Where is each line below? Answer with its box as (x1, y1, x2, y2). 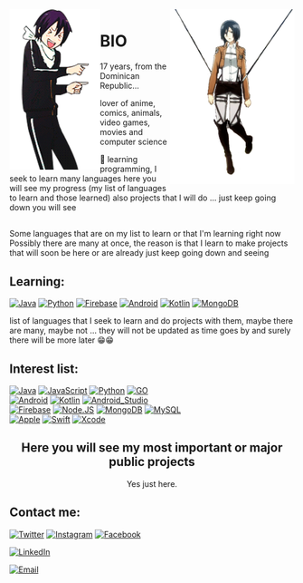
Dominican (99, 70, 140, 81)
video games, (99, 117, 151, 128)
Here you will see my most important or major (21, 440, 283, 456)
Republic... (99, 80, 140, 91)
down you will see (9, 201, 77, 212)
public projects (108, 454, 196, 470)
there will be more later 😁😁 (9, 335, 115, 345)
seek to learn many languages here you (9, 172, 156, 184)
